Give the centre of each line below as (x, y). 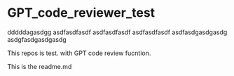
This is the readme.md (40, 66)
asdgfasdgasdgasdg (37, 39)
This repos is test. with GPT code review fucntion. (79, 53)
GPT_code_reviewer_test (81, 13)
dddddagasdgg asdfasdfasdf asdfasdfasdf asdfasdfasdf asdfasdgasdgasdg (117, 32)
